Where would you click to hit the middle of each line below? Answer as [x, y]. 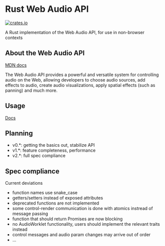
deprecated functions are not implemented [56, 203]
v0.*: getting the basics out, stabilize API [53, 145]
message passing [30, 214]
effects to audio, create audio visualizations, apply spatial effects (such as [80, 85]
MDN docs [16, 65]
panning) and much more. [31, 90]
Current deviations [24, 183]
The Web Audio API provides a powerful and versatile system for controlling [82, 75]
